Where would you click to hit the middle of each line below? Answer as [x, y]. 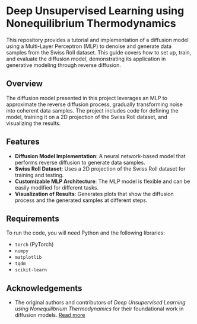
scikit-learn [31, 270]
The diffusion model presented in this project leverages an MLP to [87, 98]
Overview [25, 84]
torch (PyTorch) [34, 245]
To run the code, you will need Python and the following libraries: [85, 233]
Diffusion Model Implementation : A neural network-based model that [100, 156]
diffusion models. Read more [50, 315]
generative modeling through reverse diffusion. [64, 65]
